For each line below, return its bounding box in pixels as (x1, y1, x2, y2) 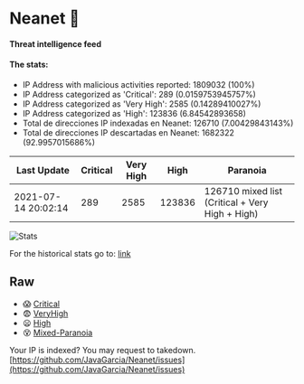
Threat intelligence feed (9, 38, 102, 49)
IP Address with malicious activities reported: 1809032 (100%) (22, 79, 255, 89)
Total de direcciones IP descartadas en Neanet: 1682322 (22, 126, 235, 138)
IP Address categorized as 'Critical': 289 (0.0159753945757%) (22, 89, 256, 99)
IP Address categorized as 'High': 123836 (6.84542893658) (22, 108, 247, 118)
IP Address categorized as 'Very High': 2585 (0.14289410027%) (22, 98, 261, 109)
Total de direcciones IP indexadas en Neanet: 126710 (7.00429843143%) (22, 117, 294, 128)
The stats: (9, 59, 49, 70)
